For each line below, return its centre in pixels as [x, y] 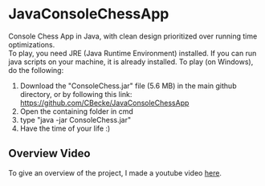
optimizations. [32, 44]
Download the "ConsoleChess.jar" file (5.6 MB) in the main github [128, 86]
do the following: [36, 70]
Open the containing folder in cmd [77, 111]
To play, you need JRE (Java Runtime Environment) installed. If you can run [132, 53]
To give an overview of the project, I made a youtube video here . [115, 172]
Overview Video [49, 154]
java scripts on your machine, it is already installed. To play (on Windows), [131, 62]
